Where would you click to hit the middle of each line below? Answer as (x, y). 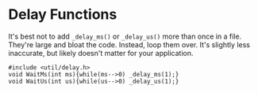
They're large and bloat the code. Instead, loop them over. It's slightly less (129, 44)
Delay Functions (63, 15)
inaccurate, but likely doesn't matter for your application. (101, 53)
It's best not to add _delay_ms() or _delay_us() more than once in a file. (125, 36)
